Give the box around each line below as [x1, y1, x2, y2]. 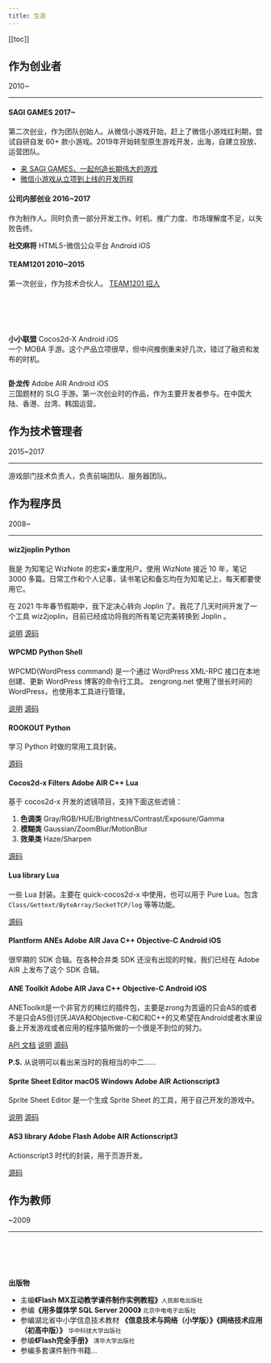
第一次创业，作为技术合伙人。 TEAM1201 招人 [8, 279, 161, 288]
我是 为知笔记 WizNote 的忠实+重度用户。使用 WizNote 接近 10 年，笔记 [8, 563, 248, 574]
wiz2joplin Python [8, 545, 71, 554]
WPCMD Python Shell [8, 647, 83, 657]
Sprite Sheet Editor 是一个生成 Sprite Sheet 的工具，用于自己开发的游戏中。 [8, 1096, 260, 1105]
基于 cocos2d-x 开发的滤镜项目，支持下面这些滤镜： [8, 797, 183, 806]
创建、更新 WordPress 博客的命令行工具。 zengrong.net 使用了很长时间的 [8, 676, 252, 687]
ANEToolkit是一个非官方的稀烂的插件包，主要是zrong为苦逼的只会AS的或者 [8, 1003, 258, 1012]
